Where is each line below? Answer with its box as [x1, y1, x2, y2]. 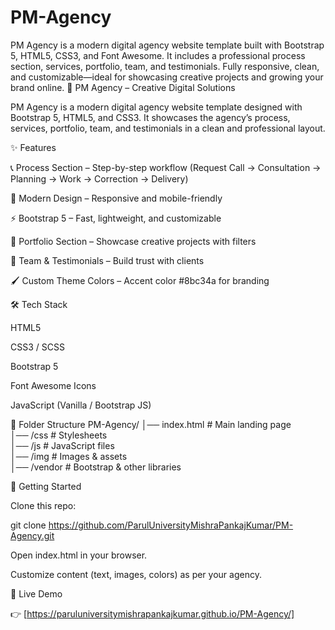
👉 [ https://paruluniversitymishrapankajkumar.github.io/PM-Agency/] [10, 607, 295, 620]
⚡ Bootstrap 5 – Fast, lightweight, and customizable [10, 212, 222, 224]
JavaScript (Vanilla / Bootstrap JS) [10, 399, 152, 411]
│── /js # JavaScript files [10, 439, 115, 451]
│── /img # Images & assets [10, 450, 128, 462]
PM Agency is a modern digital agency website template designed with [10, 101, 303, 113]
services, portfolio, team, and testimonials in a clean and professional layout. [10, 122, 326, 134]
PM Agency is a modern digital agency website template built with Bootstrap [10, 39, 325, 51]
